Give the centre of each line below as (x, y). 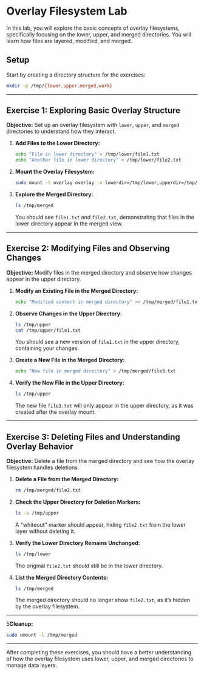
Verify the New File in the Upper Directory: (70, 383)
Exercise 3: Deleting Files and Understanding (93, 437)
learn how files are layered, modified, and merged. (69, 41)
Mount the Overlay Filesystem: (55, 172)
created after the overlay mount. (55, 412)
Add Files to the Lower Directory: (57, 143)
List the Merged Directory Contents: (61, 577)
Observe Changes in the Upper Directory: (69, 314)
